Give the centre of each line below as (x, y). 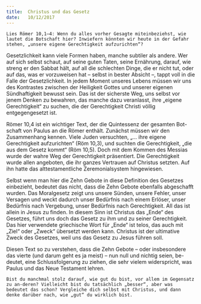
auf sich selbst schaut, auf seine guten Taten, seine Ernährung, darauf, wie (99, 62)
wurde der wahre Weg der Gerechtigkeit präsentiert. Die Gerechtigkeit (93, 156)
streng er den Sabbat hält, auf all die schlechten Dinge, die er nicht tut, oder (100, 68)
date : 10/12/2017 (31, 17)
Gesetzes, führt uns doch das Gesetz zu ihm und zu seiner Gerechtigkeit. (97, 218)
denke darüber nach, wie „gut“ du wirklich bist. (70, 295)
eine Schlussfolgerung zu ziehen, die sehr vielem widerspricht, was (108, 262)
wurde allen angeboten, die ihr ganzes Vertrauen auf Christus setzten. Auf (98, 162)
